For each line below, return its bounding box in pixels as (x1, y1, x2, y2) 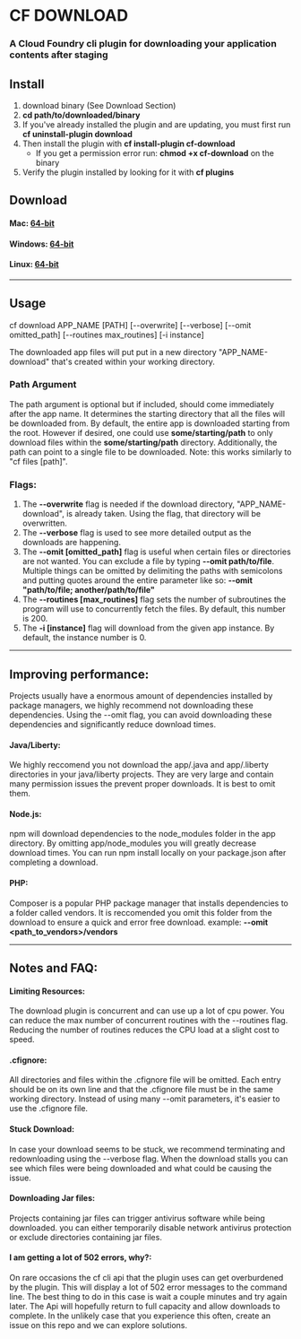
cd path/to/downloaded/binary (21, 109, 141, 120)
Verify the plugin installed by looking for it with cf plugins (21, 167, 235, 178)
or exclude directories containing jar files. (9, 1231, 163, 1242)
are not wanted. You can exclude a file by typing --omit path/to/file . (21, 556, 275, 567)
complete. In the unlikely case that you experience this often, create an (9, 1310, 271, 1321)
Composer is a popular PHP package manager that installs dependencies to (9, 898, 289, 909)
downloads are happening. (21, 537, 121, 548)
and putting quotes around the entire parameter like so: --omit (21, 575, 254, 586)
